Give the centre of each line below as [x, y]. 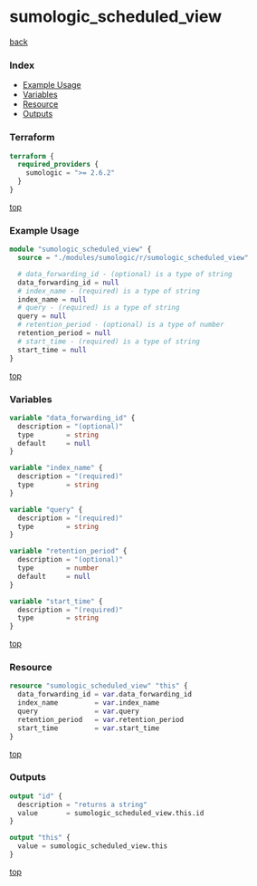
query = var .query [79, 712]
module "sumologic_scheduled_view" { [81, 250]
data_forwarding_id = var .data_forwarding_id [105, 695]
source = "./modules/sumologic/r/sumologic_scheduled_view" [133, 258]
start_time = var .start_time [89, 728]
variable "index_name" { [56, 468]
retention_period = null [64, 333]
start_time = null [52, 350]
